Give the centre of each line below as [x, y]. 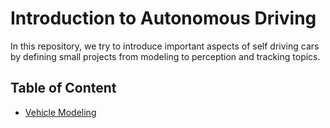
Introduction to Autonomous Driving [163, 18]
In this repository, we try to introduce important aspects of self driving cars [165, 46]
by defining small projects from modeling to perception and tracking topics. [165, 56]
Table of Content [63, 88]
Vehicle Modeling [60, 112]
